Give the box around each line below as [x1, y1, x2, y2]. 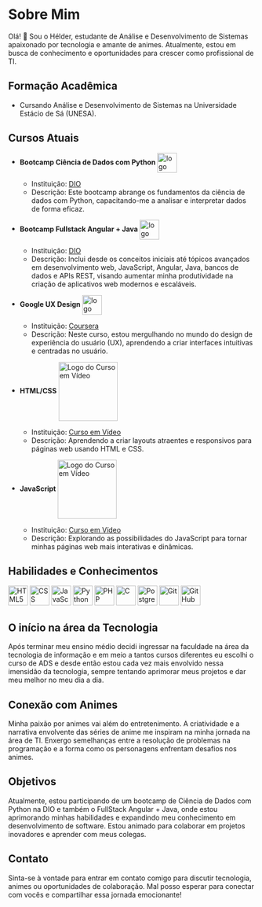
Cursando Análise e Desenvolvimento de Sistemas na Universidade [19, 100, 237, 109]
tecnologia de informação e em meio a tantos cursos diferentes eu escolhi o [8, 651, 254, 660]
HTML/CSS [19, 385, 57, 395]
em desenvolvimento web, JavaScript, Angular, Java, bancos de [31, 262, 239, 272]
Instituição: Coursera [31, 321, 100, 330]
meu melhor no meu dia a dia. [8, 675, 104, 685]
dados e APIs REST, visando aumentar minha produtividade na [31, 271, 234, 280]
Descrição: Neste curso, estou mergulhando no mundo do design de [31, 329, 253, 339]
